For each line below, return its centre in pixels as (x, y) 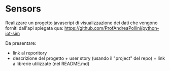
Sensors (23, 9)
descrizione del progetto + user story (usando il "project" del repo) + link (89, 58)
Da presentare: (21, 43)
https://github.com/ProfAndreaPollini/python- (112, 28)
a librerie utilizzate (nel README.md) (51, 63)
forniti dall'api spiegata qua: (34, 28)
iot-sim (13, 33)
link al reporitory (30, 53)
